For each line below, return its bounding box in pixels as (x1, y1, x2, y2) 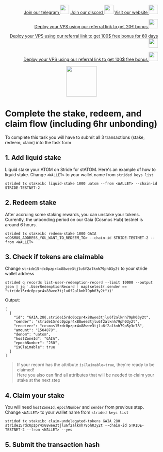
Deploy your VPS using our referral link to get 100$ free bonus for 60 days (9, 33, 158, 39)
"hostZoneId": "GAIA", (14, 336, 60, 341)
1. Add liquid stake (5, 153, 62, 162)
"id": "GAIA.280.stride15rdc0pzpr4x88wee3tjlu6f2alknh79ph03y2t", (14, 315, 151, 320)
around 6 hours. (5, 221, 37, 228)
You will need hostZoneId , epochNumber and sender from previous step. (5, 404, 144, 410)
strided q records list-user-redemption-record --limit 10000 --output (5, 280, 153, 285)
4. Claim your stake (5, 391, 65, 400)
